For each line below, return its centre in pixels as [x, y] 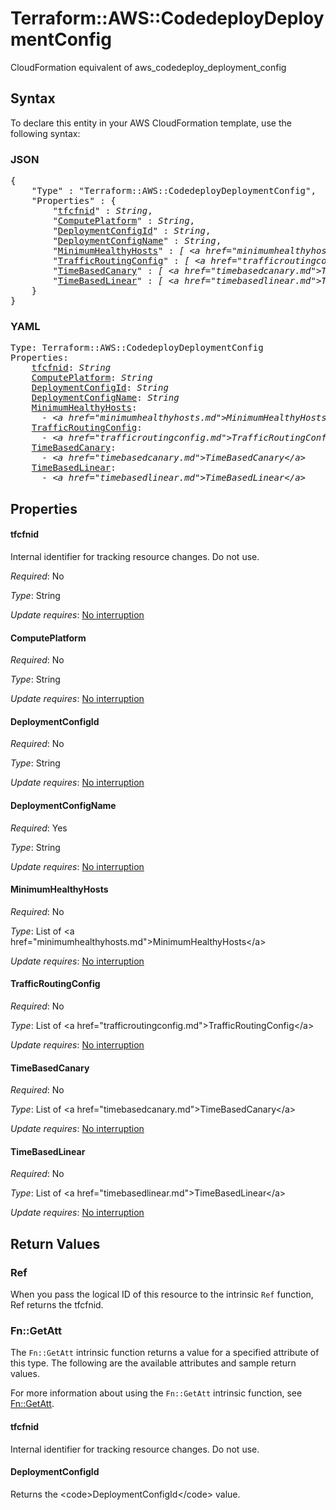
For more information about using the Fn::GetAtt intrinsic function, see [156, 1393]
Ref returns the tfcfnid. [57, 1305]
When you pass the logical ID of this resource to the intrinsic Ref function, [162, 1294]
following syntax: [45, 133]
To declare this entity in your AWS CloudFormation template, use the [151, 123]
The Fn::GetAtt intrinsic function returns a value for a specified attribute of [165, 1353]
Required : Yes [39, 828]
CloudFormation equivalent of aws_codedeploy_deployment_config [148, 67]
